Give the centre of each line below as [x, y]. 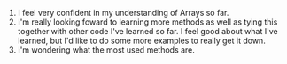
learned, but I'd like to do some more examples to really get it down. [141, 40]
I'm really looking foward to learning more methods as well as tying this [147, 22]
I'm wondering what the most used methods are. [106, 50]
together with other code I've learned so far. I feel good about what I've [147, 31]
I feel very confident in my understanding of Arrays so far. [123, 13]
